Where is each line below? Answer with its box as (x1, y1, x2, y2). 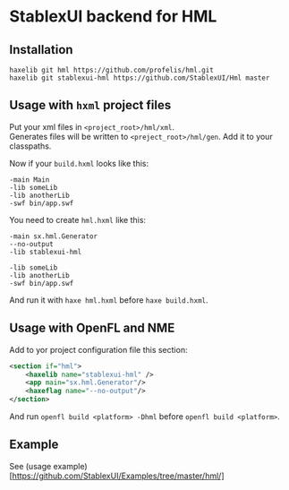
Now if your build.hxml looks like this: (9, 158, 149, 168)
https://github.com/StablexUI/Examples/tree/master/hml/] (12, 470, 225, 481)
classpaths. (9, 141, 52, 151)
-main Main (9, 175, 50, 185)
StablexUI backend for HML (9, 6, 217, 27)
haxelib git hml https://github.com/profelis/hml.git (9, 65, 215, 74)
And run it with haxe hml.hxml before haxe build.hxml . (9, 294, 208, 305)
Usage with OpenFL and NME (9, 321, 175, 336)
